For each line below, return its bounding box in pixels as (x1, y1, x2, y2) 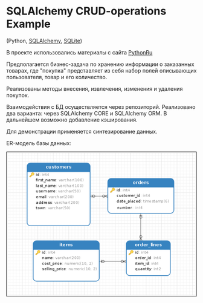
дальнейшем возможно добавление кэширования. (6, 116, 138, 123)
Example (6, 17, 51, 31)
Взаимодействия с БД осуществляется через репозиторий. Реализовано (6, 103, 196, 110)
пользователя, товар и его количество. (6, 73, 108, 80)
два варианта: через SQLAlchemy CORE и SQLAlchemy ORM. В (6, 109, 167, 117)
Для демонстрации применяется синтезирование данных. (6, 128, 158, 135)
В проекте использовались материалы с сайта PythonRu (6, 48, 153, 56)
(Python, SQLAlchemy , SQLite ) (6, 37, 83, 44)
